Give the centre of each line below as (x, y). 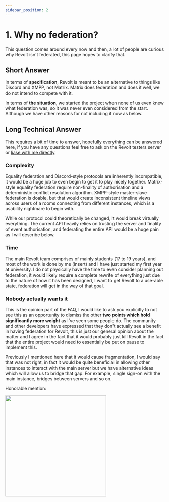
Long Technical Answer (43, 129)
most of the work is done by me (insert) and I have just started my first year (84, 264)
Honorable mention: (26, 389)
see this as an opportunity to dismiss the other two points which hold (78, 315)
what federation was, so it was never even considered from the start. (77, 108)
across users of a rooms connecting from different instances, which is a (80, 203)
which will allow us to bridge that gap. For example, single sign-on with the (83, 373)
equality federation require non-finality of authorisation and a (80, 187)
